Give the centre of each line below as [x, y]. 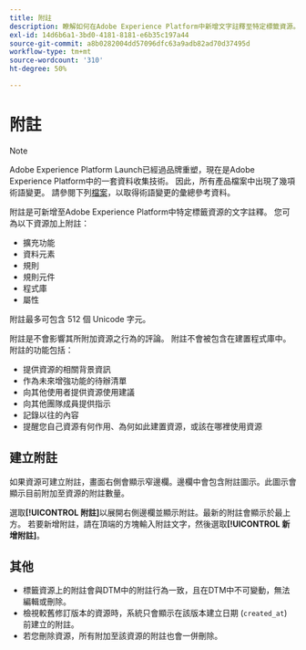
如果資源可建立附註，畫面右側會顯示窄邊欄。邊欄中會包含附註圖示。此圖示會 [153, 481]
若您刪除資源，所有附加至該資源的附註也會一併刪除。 [122, 636]
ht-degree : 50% [38, 69]
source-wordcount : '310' [56, 60]
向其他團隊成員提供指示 [66, 404]
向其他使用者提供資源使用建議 [78, 392]
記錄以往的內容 [51, 414]
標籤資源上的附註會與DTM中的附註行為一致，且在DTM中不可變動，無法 [156, 591]
